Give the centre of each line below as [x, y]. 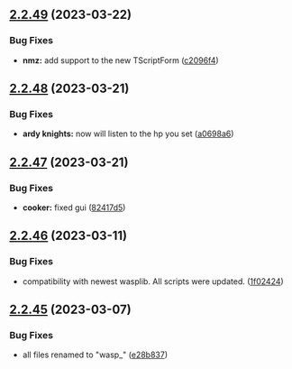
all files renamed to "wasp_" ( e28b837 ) [95, 355]
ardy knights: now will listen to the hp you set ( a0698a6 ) [128, 134]
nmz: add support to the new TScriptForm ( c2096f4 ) [120, 60]
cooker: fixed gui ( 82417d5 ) [74, 208]
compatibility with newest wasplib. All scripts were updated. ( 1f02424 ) [153, 281]
